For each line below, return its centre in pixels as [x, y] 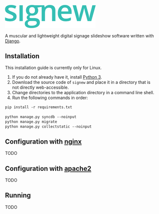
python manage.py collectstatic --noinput [48, 127]
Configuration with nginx [43, 141]
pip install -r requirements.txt [39, 107]
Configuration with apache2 [48, 169]
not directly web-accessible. [40, 87]
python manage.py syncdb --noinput [41, 117]
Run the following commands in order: [50, 98]
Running [18, 195]
